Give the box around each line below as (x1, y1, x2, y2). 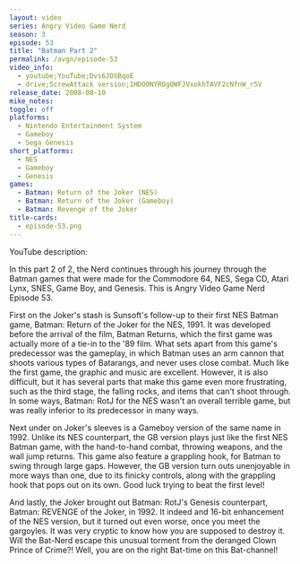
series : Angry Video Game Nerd (9, 22, 126, 30)
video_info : (9, 64, 54, 73)
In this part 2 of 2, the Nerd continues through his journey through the (9, 264, 267, 274)
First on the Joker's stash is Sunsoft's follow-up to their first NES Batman (9, 309, 279, 320)
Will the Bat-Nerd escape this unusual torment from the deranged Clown (9, 534, 277, 545)
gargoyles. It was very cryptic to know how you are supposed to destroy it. (9, 525, 286, 536)
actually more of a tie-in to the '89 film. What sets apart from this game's (9, 338, 278, 349)
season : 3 (9, 30, 47, 39)
